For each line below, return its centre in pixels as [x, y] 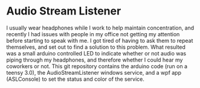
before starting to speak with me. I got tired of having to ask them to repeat [100, 40]
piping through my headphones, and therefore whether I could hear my [95, 60]
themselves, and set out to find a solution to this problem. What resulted [96, 47]
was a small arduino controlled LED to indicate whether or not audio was [96, 53]
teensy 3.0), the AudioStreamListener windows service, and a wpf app [94, 72]
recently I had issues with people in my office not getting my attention [93, 34]
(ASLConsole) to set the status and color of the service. [76, 79]
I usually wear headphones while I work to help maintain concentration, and [100, 28]
